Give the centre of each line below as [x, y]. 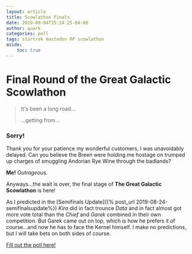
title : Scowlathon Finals [38, 17]
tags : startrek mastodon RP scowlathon [55, 39]
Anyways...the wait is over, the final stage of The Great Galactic [84, 184]
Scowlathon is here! [31, 190]
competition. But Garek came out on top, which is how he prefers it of [91, 221]
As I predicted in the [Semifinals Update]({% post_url [70, 202]
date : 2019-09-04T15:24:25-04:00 [47, 23]
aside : [14, 45]
